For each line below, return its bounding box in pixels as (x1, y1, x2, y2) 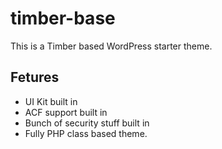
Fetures (10, 69, 60, 86)
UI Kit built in (24, 95, 78, 107)
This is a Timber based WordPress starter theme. (10, 40, 213, 52)
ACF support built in (24, 106, 108, 118)
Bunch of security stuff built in (24, 117, 150, 129)
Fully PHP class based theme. (24, 127, 148, 139)
